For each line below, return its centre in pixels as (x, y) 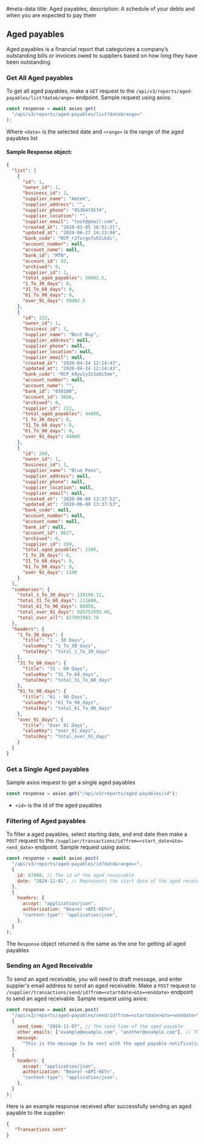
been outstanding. (29, 62)
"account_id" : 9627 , (48, 533)
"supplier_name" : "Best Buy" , (60, 335)
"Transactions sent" (40, 1129)
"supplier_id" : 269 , (48, 544)
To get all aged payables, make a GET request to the (70, 91)
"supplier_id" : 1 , (46, 272)
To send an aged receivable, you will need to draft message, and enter (94, 979)
